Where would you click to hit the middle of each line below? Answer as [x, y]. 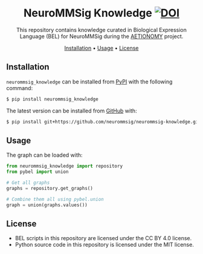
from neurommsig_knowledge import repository [64, 166]
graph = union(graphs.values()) [47, 205]
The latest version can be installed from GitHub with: [72, 111]
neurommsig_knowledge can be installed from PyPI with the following [89, 82]
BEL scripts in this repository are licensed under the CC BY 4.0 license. [103, 238]
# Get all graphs [28, 183]
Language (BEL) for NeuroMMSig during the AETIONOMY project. [101, 36]
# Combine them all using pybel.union [55, 199]
